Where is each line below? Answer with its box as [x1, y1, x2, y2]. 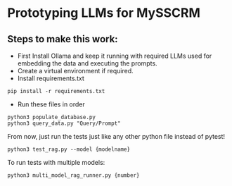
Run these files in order [17, 100, 86, 108]
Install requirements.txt [17, 74, 84, 82]
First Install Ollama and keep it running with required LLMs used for [17, 51, 212, 60]
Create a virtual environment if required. [17, 67, 134, 75]
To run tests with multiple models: [7, 159, 105, 166]
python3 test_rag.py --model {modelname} [7, 146, 131, 153]
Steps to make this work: [7, 33, 118, 45]
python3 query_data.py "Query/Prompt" [7, 120, 121, 127]
